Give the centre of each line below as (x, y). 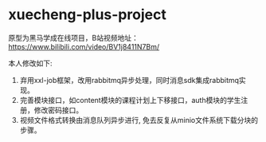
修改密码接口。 (59, 110)
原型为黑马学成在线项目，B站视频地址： (74, 37)
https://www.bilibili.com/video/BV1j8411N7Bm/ (84, 46)
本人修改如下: (31, 63)
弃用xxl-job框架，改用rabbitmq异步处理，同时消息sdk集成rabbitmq (129, 80)
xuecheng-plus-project (88, 15)
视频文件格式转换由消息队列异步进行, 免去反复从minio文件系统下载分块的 (139, 120)
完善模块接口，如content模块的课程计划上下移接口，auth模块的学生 (130, 100)
